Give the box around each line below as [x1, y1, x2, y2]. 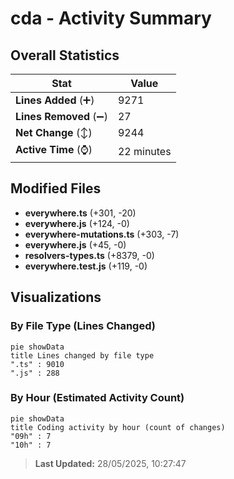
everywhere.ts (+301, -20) [24, 207, 137, 219]
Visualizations [10, 289, 102, 306]
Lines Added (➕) [15, 93, 95, 107]
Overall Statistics [10, 47, 120, 64]
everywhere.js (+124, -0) [24, 217, 130, 229]
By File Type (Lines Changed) [10, 319, 156, 333]
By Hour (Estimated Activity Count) [10, 391, 185, 405]
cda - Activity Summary [10, 7, 212, 30]
